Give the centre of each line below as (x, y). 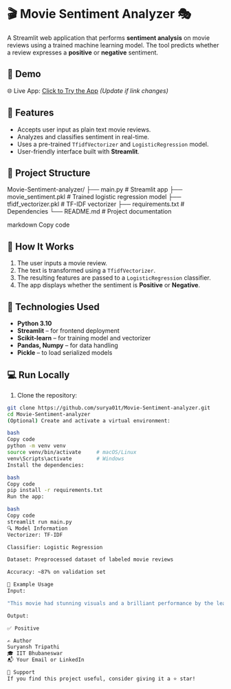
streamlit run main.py (40, 522)
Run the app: (26, 497)
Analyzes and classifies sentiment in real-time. (83, 136)
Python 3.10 (34, 323)
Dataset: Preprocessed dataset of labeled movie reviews (90, 559)
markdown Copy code (38, 225)
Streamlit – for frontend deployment (68, 331)
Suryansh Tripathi (33, 647)
